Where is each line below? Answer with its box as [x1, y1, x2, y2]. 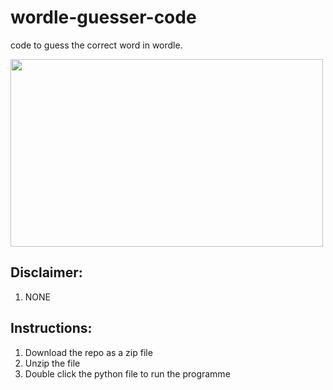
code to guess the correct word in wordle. [10, 39, 183, 51]
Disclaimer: [10, 264, 83, 281]
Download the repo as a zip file [24, 346, 153, 358]
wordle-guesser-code [10, 6, 197, 29]
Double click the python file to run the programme [24, 367, 231, 380]
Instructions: [10, 320, 93, 337]
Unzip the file [24, 357, 81, 369]
